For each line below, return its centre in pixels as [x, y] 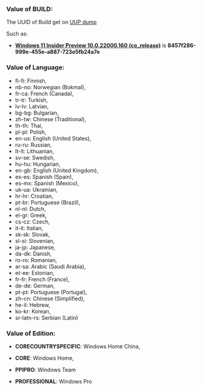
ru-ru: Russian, [33, 145]
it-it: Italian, [29, 228]
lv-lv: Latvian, [32, 106]
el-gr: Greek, [31, 215]
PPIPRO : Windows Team [46, 370]
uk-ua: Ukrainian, [36, 189]
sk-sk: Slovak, [32, 234]
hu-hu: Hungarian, [38, 164]
